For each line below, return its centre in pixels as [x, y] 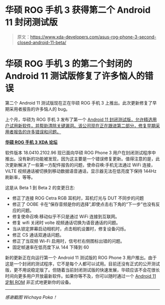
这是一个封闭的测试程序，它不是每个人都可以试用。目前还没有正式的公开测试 [82, 264]
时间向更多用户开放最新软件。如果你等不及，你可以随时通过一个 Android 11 [81, 276]
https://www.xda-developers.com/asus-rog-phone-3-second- [93, 37]
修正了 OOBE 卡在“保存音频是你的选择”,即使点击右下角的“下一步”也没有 [84, 204]
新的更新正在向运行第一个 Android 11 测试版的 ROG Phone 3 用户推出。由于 [81, 257]
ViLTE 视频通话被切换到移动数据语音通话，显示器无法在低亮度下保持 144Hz [81, 171]
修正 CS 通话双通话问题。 [38, 235]
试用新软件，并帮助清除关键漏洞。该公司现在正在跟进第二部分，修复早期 [82, 125]
